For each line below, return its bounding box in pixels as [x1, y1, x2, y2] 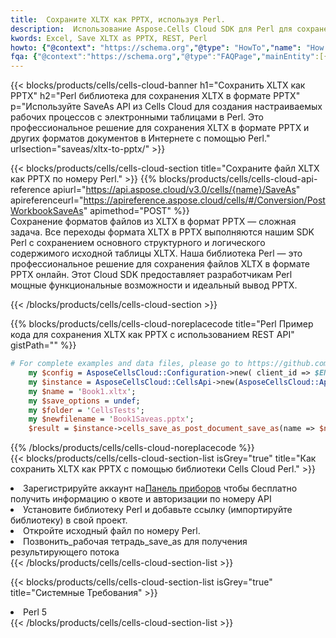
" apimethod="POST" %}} [83, 205, 190, 217]
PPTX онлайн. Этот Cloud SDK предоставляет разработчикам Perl [10, 269, 293, 281]
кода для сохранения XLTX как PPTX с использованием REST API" [10, 329, 295, 341]
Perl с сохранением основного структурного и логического [10, 237, 266, 249]
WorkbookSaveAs [10, 205, 84, 217]
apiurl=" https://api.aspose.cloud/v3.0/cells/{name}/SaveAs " [52, 184, 301, 196]
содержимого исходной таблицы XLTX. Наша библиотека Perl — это [10, 247, 303, 260]
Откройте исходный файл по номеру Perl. [23, 525, 201, 537]
